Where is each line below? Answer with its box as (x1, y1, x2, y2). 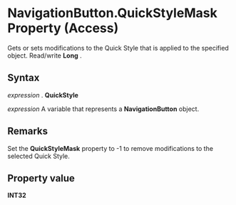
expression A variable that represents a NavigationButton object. (7, 105, 200, 113)
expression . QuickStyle (7, 90, 78, 99)
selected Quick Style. (7, 152, 70, 160)
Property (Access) (7, 20, 119, 36)
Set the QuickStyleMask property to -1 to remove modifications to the (7, 144, 214, 152)
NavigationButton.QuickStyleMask (7, 5, 217, 21)
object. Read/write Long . (7, 51, 82, 60)
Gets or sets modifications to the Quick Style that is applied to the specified (7, 43, 230, 52)
